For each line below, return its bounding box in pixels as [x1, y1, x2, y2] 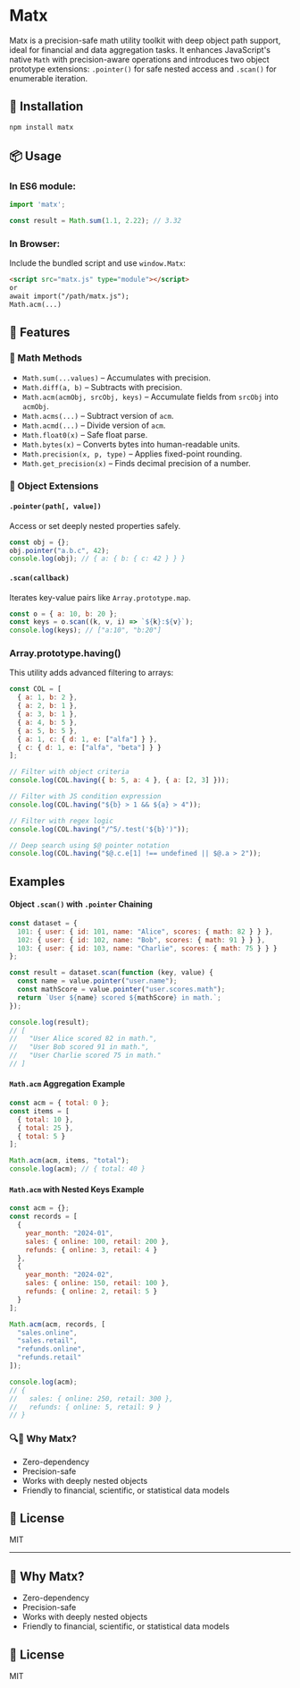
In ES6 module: [9, 180, 76, 192]
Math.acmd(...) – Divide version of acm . [21, 420, 166, 431]
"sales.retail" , [17, 1336, 78, 1345]
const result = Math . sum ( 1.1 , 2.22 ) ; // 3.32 [9, 217, 181, 226]
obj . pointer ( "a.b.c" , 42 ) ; [9, 546, 110, 555]
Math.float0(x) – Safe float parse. [21, 429, 148, 439]
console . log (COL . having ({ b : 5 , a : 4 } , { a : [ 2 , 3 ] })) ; [9, 776, 230, 785]
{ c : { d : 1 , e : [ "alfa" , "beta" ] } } [17, 743, 162, 752]
